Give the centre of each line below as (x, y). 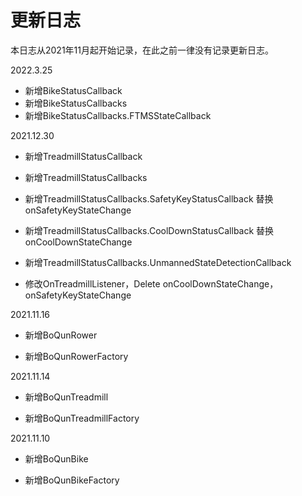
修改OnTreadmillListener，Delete (92, 283)
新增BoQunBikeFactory (72, 480)
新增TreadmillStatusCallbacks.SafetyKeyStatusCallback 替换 (149, 198)
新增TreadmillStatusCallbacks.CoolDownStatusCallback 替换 (149, 230)
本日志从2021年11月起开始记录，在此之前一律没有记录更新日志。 (142, 50)
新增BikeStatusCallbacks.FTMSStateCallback (118, 115)
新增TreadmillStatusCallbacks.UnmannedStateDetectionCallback (158, 262)
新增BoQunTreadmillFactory (82, 418)
